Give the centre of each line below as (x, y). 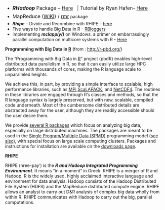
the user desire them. (27, 115)
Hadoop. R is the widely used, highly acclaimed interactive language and (79, 176)
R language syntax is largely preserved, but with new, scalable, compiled (79, 100)
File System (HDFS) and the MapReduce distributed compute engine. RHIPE (82, 186)
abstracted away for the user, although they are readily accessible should (80, 110)
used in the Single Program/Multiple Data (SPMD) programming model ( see (82, 136)
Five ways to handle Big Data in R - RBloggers (59, 29)
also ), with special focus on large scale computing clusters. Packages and (81, 141)
